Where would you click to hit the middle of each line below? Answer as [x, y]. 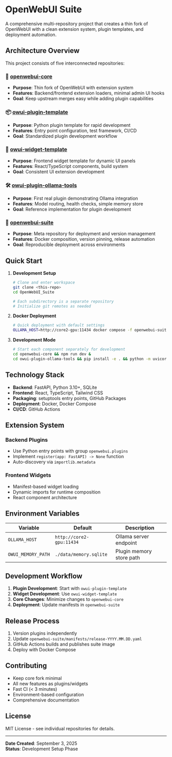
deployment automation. [31, 34]
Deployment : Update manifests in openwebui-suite [66, 605]
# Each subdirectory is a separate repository [63, 301]
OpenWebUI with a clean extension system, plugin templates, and [74, 29]
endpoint [126, 543]
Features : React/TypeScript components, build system [70, 166]
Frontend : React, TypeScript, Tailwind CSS [58, 393]
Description [140, 528]
